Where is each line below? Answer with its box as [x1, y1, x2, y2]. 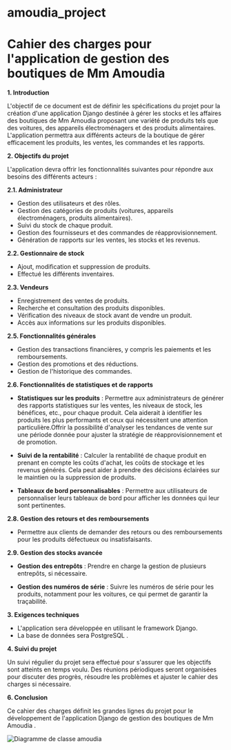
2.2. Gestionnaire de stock [7, 250, 85, 258]
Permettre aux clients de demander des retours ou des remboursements [17, 528, 223, 536]
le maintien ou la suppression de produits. [17, 474, 137, 482]
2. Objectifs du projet [7, 152, 69, 160]
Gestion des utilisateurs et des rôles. [17, 199, 121, 207]
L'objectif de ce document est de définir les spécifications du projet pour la [7, 102, 221, 110]
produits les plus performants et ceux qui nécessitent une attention [17, 416, 208, 425]
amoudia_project [7, 5, 106, 21]
